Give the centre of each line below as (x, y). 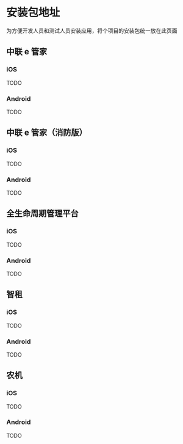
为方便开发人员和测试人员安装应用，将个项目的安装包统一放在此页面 (92, 31)
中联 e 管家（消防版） (47, 133)
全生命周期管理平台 (42, 213)
